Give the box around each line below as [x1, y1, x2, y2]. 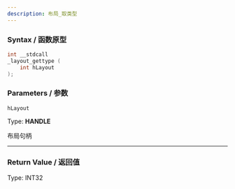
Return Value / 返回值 [7, 157, 80, 167]
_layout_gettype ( [7, 57, 61, 64]
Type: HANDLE [7, 117, 51, 125]
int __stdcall [7, 50, 49, 58]
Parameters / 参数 [7, 88, 69, 98]
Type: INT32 [7, 174, 43, 182]
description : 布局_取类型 [7, 10, 78, 17]
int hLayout [20, 64, 55, 71]
